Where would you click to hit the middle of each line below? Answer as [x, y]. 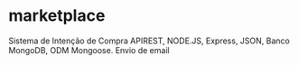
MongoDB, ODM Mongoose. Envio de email [89, 50]
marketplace [57, 16]
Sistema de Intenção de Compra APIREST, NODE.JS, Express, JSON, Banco [149, 41]
